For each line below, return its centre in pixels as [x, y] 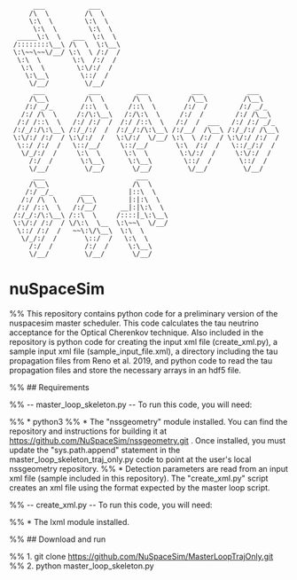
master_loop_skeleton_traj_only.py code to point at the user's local [130, 459]
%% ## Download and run [58, 539]
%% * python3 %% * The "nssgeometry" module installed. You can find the [148, 421]
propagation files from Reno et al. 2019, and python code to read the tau [141, 360]
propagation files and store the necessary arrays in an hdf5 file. [125, 370]
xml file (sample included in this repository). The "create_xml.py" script [139, 478]
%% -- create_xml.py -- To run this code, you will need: [111, 505]
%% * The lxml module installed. [70, 521]
